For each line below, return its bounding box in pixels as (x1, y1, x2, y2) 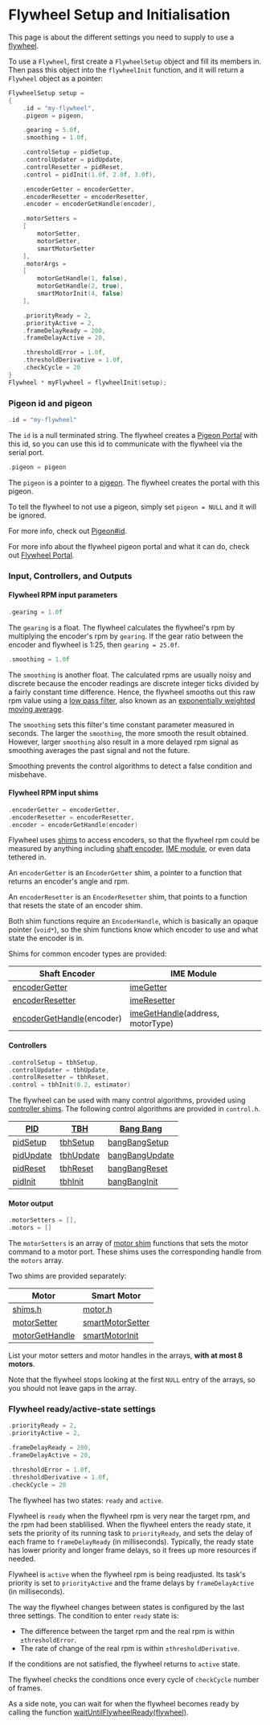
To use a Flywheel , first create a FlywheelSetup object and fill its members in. (8, 56, 262, 66)
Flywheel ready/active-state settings (8, 1404, 156, 1415)
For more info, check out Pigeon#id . (8, 526, 127, 536)
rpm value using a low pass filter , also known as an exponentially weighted (8, 695, 256, 705)
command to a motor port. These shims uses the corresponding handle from (8, 1247, 262, 1257)
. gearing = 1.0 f (8, 608, 63, 616)
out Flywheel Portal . (8, 550, 75, 560)
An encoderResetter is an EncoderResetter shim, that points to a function (8, 892, 247, 902)
